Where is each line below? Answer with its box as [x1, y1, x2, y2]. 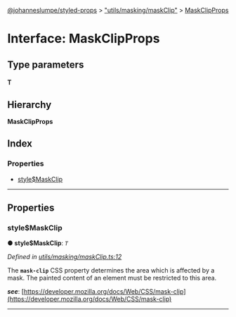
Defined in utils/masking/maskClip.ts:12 [7, 253, 122, 261]
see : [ [7, 287, 25, 296]
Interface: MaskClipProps [7, 31, 160, 46]
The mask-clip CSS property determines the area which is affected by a [7, 266, 215, 275]
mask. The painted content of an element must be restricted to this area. [7, 274, 217, 282]
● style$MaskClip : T [7, 239, 69, 247]
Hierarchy [7, 99, 52, 111]
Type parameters [7, 58, 84, 70]
